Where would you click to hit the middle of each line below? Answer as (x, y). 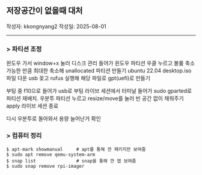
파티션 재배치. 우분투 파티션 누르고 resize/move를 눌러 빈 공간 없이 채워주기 (95, 98)
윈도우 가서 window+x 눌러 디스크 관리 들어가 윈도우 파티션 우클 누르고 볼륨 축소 (101, 63)
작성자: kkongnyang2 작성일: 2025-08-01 (56, 26)
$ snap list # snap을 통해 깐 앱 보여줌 (71, 161)
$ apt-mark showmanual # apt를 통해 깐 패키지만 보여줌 (76, 150)
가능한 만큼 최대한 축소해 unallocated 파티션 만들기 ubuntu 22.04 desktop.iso (99, 71)
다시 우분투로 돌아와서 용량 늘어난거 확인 (54, 119)
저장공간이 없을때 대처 (44, 11)
